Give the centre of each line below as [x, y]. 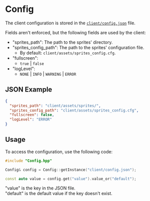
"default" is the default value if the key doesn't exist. [59, 194]
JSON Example [29, 90]
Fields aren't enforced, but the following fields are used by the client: [75, 32]
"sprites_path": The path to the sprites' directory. [63, 42]
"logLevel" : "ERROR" [31, 120]
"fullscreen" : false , [32, 115]
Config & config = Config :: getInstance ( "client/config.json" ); [71, 170]
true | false [32, 63]
